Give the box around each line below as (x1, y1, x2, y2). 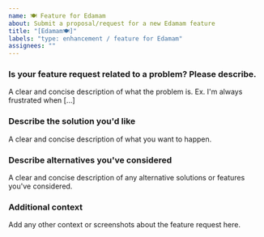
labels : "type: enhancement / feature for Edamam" (8, 34, 183, 43)
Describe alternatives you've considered (8, 154, 172, 166)
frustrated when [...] (8, 95, 75, 105)
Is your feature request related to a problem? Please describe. (8, 69, 257, 80)
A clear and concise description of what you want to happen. (8, 134, 212, 144)
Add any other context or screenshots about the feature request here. (8, 220, 241, 230)
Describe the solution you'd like (8, 116, 136, 127)
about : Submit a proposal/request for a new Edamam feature (8, 19, 216, 28)
